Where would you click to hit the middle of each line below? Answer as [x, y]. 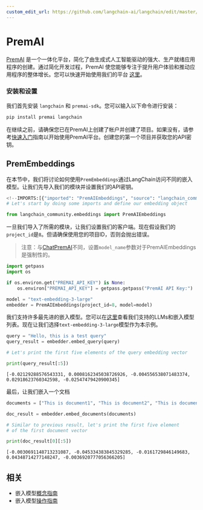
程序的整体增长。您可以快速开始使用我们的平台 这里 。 [78, 74]
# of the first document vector [47, 430]
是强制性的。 [37, 255]
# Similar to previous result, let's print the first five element [93, 425]
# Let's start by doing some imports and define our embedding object [97, 204]
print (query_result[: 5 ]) [37, 364]
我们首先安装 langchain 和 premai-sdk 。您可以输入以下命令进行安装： [92, 106]
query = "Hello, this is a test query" [56, 336]
